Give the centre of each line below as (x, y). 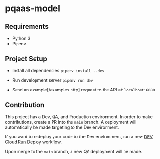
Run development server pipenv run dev (53, 80)
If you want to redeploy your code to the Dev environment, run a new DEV (79, 136)
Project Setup (26, 59)
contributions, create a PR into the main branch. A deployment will (71, 122)
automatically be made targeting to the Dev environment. (62, 127)
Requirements (27, 27)
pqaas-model (33, 9)
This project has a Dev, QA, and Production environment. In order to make (79, 117)
